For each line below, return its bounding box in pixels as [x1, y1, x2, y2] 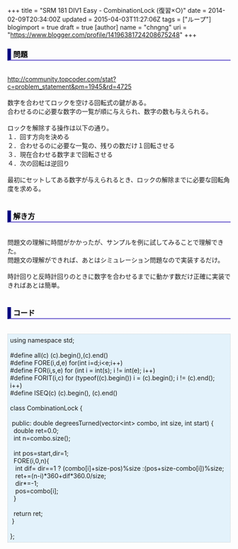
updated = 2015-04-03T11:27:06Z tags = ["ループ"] [62, 15, 211, 23]
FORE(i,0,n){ [13, 456, 50, 465]
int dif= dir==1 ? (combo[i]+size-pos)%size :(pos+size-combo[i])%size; [15, 464, 225, 472]
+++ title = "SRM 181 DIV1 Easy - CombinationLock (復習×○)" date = [7, 6, 207, 14]
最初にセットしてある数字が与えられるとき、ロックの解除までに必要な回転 [7, 176, 225, 184]
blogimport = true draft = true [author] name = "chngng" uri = [7, 23, 187, 31]
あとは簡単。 [25, 281, 64, 289]
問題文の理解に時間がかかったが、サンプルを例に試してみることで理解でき [7, 238, 225, 246]
